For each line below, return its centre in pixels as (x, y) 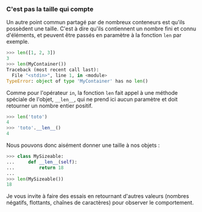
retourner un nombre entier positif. (50, 106)
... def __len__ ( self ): (42, 162)
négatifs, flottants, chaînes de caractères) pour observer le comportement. (100, 203)
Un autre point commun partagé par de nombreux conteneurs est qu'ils (96, 22)
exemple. (18, 42)
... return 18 (35, 168)
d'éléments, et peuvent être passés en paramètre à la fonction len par (94, 35)
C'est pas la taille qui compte (50, 9)
